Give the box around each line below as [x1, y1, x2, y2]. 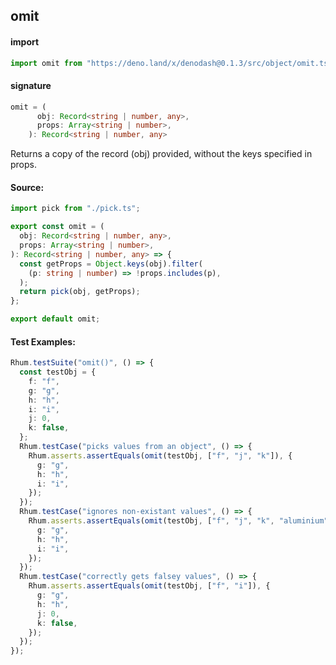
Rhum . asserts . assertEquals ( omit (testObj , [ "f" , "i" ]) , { [28, 581, 271, 591]
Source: [10, 181, 45, 193]
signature [10, 80, 52, 92]
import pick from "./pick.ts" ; [10, 204, 141, 214]
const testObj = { [19, 367, 97, 378]
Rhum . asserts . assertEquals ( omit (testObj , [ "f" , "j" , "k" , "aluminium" [28, 516, 329, 526]
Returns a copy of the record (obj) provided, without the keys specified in [10, 148, 313, 160]
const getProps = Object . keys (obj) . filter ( [19, 259, 203, 269]
